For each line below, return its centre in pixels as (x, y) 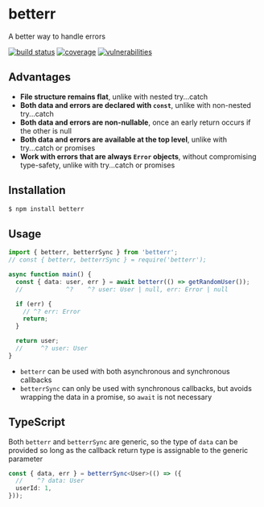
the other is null (46, 130)
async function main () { (50, 274)
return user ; (37, 341)
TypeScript (37, 422)
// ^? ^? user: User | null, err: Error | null (122, 289)
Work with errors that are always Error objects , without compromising (138, 156)
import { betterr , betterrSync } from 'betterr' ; (93, 253)
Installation (37, 190)
